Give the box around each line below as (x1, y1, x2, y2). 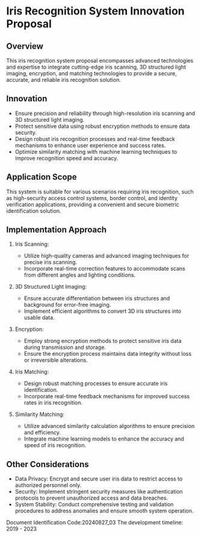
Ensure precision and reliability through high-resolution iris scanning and (14, 110, 196, 117)
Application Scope (6, 172, 77, 182)
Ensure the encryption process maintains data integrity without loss (23, 350, 191, 357)
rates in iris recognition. (23, 399, 83, 406)
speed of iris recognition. (23, 442, 86, 449)
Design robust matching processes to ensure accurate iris (23, 380, 168, 387)
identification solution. (6, 207, 61, 215)
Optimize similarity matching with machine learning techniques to (14, 148, 178, 155)
